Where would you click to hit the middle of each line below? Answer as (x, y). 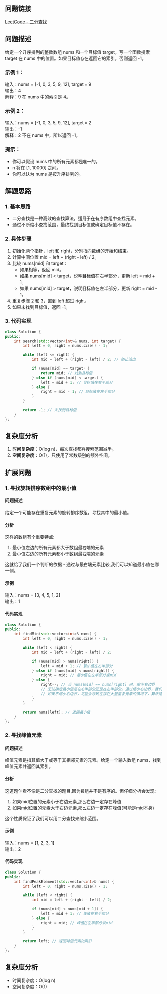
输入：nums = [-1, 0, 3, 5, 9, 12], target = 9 (48, 84)
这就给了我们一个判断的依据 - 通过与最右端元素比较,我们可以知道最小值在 (80, 565)
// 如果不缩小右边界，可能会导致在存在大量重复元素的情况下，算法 (99, 694)
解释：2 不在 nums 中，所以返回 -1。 (43, 135)
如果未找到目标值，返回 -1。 (41, 307)
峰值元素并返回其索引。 (29, 766)
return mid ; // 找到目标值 (67, 373)
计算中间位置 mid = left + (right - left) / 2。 (56, 257)
